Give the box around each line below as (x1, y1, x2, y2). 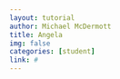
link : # (9, 55, 39, 64)
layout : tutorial (9, 13, 75, 23)
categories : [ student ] (9, 47, 95, 56)
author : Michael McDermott (9, 22, 112, 31)
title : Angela (9, 30, 64, 39)
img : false (9, 38, 51, 48)
